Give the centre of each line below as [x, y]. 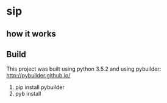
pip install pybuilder [40, 87]
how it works [31, 34]
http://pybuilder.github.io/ [38, 76]
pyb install [28, 94]
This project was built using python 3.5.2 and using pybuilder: [84, 69]
